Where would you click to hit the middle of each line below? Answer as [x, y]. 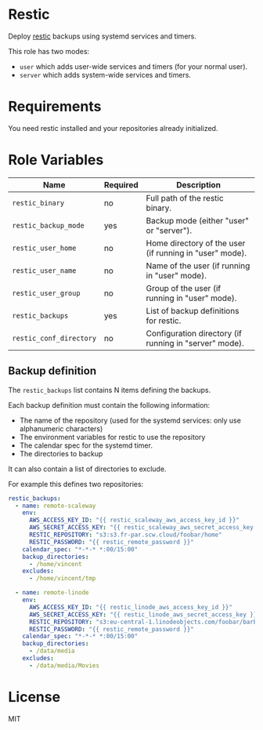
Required [121, 184]
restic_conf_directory [54, 338]
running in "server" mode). [195, 343]
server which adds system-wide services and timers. [105, 74]
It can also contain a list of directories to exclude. [87, 469]
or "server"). [169, 231]
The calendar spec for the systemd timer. [86, 445]
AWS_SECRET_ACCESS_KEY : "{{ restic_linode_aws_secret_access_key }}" [144, 614]
